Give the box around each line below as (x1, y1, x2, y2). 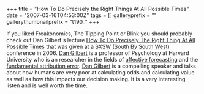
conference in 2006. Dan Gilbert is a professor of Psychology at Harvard (6, 49, 189, 57)
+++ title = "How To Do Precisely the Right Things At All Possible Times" (6, 5, 189, 12)
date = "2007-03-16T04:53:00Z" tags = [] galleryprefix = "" (6, 12, 157, 19)
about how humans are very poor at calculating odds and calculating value (6, 69, 195, 76)
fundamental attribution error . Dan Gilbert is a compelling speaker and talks (6, 62, 196, 70)
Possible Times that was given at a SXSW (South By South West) (6, 43, 170, 50)
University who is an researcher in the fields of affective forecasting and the (6, 56, 198, 63)
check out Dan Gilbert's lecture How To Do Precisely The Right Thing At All (6, 37, 195, 43)
